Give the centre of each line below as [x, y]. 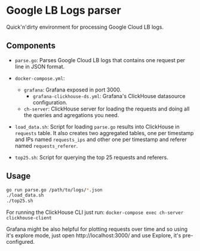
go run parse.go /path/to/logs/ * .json [54, 190]
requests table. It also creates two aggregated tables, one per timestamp [104, 133]
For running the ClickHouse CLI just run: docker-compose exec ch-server [95, 212]
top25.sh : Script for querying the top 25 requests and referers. [91, 157]
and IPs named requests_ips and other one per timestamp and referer [101, 139]
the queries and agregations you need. [71, 115]
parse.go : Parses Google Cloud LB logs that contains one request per [100, 60]
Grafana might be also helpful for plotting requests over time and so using [97, 229]
